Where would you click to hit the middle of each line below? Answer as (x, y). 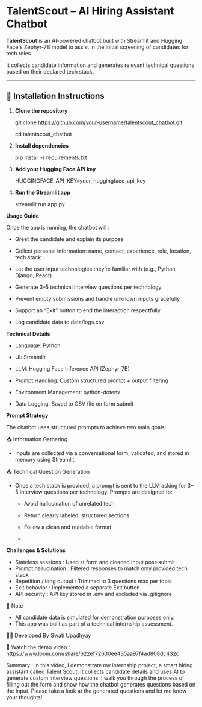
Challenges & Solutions (36, 550)
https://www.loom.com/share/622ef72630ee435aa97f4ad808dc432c (93, 653)
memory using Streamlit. (45, 459)
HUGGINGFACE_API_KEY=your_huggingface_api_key (80, 181)
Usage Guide (23, 216)
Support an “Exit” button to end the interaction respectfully (87, 310)
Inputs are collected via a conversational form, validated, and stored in (102, 453)
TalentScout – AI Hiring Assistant (90, 11)
